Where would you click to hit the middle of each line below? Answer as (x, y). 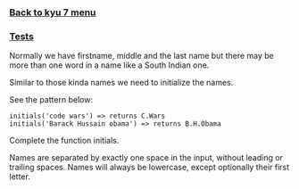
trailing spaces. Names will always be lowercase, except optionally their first (149, 168)
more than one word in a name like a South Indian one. (109, 65)
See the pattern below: (51, 100)
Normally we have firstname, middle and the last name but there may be (142, 56)
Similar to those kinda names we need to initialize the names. (121, 83)
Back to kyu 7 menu (53, 12)
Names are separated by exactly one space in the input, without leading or (146, 158)
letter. (20, 177)
